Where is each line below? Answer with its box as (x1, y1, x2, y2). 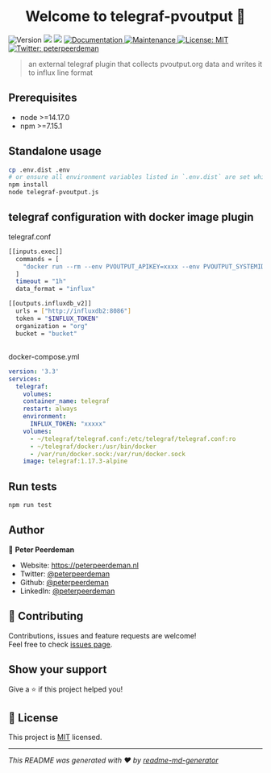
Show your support (8, 663, 107, 676)
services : (8, 375, 42, 383)
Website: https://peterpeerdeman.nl (19, 560, 140, 570)
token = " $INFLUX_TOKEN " (15, 314, 99, 322)
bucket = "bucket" (15, 330, 78, 338)
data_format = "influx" (15, 285, 95, 293)
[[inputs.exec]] (8, 247, 63, 256)
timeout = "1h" (15, 277, 67, 285)
